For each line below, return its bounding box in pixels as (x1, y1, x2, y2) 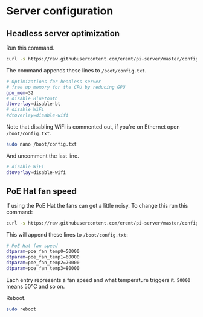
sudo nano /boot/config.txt (6, 141, 77, 147)
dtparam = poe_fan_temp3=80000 (6, 265, 80, 271)
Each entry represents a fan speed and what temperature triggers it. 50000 (6, 276, 191, 283)
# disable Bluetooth (6, 95, 59, 101)
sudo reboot (6, 306, 36, 312)
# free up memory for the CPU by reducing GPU (6, 84, 126, 90)
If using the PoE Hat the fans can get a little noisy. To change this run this (6, 202, 188, 210)
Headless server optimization (6, 28, 120, 39)
